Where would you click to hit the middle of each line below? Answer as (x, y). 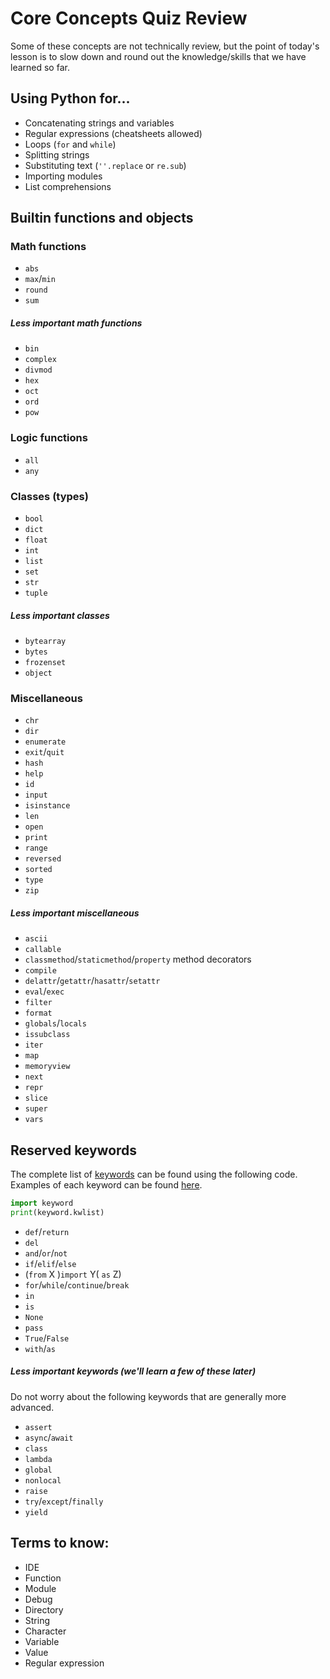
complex (40, 360)
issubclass (47, 1035)
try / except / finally (64, 1501)
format (38, 1013)
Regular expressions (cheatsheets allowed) (113, 133)
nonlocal (43, 1480)
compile (40, 971)
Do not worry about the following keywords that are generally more (148, 1396)
